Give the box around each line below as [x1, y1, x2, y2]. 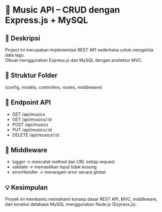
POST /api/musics [12, 122, 49, 127]
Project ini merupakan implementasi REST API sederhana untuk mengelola [5, 47, 154, 53]
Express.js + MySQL [5, 15, 88, 26]
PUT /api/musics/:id [12, 126, 52, 133]
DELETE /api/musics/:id [12, 132, 59, 138]
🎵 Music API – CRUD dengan [5, 4, 120, 16]
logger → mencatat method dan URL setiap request [12, 159, 115, 165]
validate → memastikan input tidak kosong [12, 164, 97, 170]
